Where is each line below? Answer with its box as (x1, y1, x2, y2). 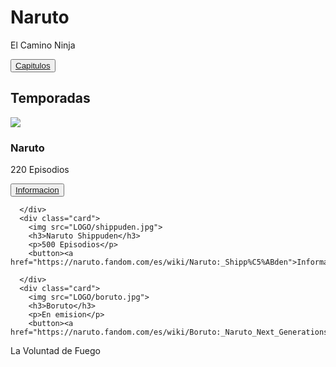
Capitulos (15, 60, 51, 71)
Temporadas (10, 90, 91, 107)
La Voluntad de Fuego (10, 345, 101, 357)
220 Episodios (10, 164, 70, 176)
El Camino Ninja (10, 39, 76, 51)
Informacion (15, 185, 60, 196)
